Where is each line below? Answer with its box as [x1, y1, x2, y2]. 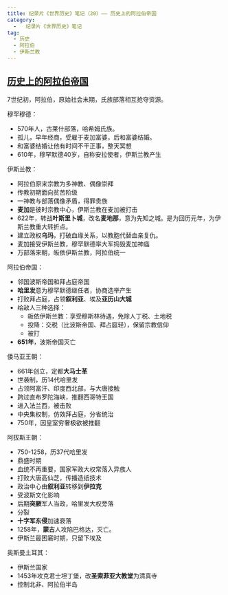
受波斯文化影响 [16, 490, 60, 499]
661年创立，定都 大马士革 [16, 367, 88, 375]
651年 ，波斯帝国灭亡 [16, 338, 76, 346]
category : [7, 17, 36, 23]
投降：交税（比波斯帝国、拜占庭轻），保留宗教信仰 [27, 321, 170, 329]
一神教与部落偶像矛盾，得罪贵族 [16, 197, 108, 205]
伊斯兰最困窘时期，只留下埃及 [16, 534, 102, 542]
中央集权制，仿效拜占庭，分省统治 [16, 410, 114, 418]
